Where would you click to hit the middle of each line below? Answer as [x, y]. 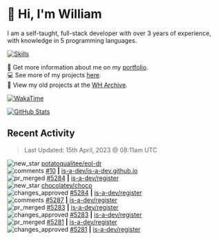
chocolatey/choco [67, 185]
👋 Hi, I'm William [54, 14]
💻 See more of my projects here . [54, 74]
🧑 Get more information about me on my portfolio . [78, 67]
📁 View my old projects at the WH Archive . [67, 85]
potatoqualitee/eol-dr [71, 163]
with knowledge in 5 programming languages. [72, 40]
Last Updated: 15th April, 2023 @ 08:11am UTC [90, 150]
